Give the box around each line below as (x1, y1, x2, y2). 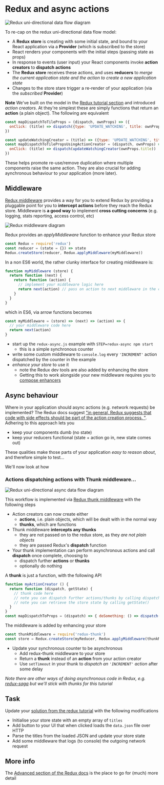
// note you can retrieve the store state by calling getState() (14, 600, 150, 605)
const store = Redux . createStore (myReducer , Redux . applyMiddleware (5, 636, 145, 641)
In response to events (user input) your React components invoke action (12, 59, 158, 65)
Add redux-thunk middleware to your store (19, 650, 105, 656)
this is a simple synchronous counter (19, 346, 94, 352)
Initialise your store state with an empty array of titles (12, 717, 123, 723)
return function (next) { (9, 273, 62, 278)
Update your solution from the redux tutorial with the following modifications (5, 707, 159, 713)
